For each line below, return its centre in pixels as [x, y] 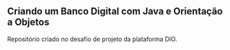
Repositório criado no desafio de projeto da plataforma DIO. [92, 39]
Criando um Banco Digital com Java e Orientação [115, 11]
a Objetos [28, 23]
